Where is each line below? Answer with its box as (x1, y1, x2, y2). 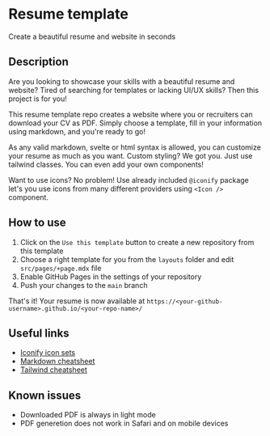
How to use (8, 216, 66, 230)
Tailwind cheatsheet (19, 365, 87, 375)
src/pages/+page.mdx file (19, 263, 102, 273)
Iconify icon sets (19, 348, 75, 358)
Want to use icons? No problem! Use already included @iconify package (8, 175, 249, 184)
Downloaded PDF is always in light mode (19, 410, 156, 420)
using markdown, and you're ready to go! (8, 126, 146, 136)
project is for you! (8, 94, 67, 104)
